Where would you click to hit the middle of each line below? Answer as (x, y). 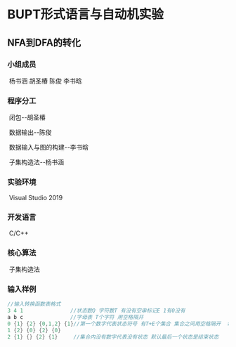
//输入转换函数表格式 (34, 304)
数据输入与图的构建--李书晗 (49, 148)
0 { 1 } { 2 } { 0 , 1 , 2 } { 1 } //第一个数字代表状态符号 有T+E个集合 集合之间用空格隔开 (114, 324)
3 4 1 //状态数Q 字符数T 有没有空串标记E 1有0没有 (97, 311)
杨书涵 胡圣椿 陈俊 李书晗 (45, 81)
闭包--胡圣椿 (27, 117)
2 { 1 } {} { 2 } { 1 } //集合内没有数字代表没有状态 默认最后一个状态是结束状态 (113, 337)
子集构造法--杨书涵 (37, 162)
